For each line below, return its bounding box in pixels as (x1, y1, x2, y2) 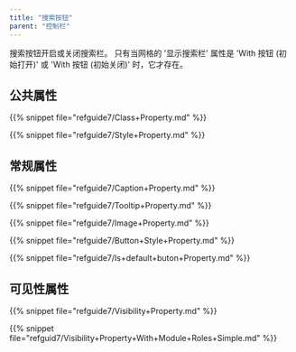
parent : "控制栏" (9, 22, 70, 31)
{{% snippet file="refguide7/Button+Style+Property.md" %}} (9, 236, 236, 246)
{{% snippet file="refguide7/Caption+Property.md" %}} (9, 182, 216, 194)
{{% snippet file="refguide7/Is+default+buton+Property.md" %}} (9, 253, 251, 264)
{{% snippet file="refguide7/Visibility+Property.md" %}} (9, 305, 218, 316)
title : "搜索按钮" (9, 13, 74, 23)
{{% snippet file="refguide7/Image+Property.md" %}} (9, 218, 209, 228)
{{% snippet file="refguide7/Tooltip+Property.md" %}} (9, 200, 212, 211)
